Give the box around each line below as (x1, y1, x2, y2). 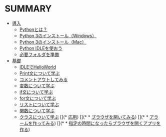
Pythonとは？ (19, 26, 48, 32)
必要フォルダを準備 (19, 51, 59, 57)
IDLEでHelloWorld (19, 63, 56, 70)
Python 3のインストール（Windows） (19, 32, 97, 38)
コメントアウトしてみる (19, 76, 68, 82)
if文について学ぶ (19, 88, 53, 95)
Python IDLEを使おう (19, 45, 63, 51)
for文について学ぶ (19, 95, 56, 101)
